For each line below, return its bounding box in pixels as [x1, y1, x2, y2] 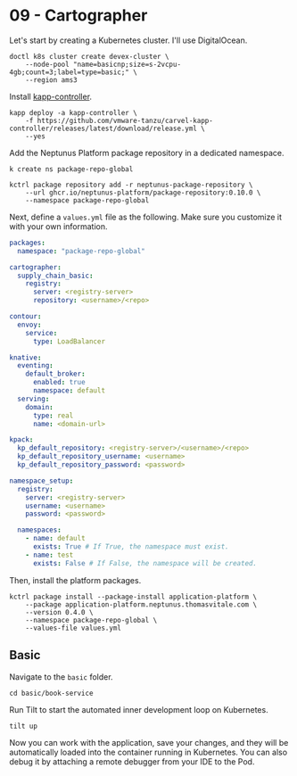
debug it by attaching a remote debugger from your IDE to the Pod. [9, 755, 255, 767]
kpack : [9, 435, 34, 444]
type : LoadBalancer [32, 336, 105, 346]
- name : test [25, 550, 74, 559]
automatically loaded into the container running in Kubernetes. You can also [9, 747, 288, 757]
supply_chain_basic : [17, 271, 94, 280]
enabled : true [32, 378, 87, 387]
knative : [9, 353, 42, 362]
